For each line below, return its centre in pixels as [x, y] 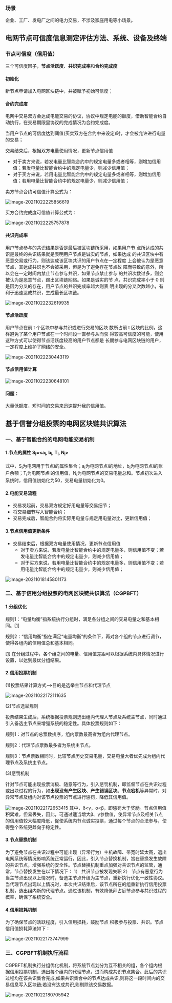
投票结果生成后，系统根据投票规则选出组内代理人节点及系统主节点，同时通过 [86, 717]
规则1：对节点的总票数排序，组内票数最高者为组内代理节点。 [69, 734]
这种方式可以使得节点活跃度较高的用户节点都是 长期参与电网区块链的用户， [84, 340]
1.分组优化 [16, 607]
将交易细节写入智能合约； [40, 512]
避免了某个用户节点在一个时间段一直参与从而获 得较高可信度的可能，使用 [87, 334]
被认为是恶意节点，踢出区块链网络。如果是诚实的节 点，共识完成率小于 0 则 [85, 279]
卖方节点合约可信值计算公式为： [39, 192]
